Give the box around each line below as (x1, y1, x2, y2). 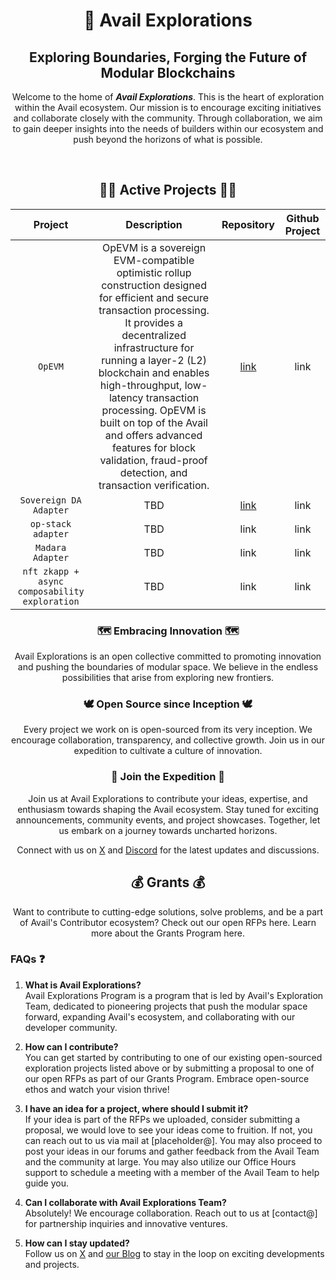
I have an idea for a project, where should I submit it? (24, 1102, 249, 1114)
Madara (35, 542, 67, 553)
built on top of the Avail (99, 415, 208, 429)
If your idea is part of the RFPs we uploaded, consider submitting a (24, 1113, 301, 1125)
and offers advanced (104, 428, 203, 442)
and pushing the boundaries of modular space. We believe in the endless (17, 661, 319, 673)
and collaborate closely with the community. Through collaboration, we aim (13, 112, 323, 124)
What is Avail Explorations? (24, 979, 142, 991)
